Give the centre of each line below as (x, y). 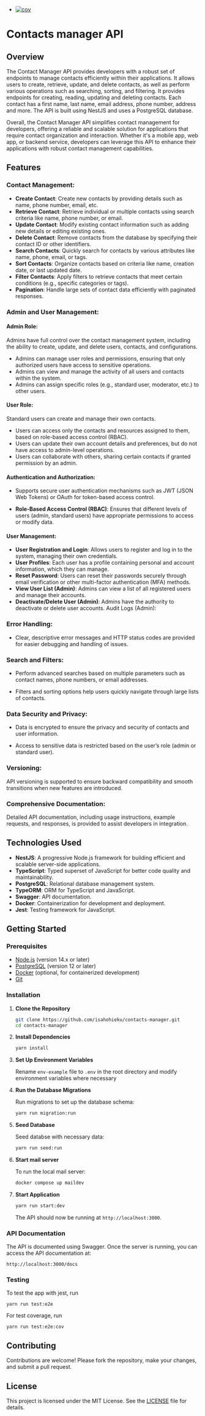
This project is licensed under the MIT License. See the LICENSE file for (97, 1401)
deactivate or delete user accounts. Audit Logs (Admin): (86, 608)
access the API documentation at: (49, 1253)
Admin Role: (22, 326)
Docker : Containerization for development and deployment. (90, 903)
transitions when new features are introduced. (65, 788)
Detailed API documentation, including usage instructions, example (91, 817)
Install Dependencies (43, 1037)
